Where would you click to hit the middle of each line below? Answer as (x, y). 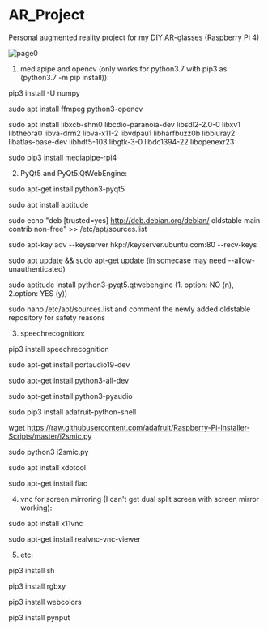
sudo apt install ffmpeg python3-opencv (76, 109)
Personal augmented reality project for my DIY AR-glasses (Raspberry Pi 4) (134, 37)
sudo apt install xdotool (47, 467)
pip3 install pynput (39, 617)
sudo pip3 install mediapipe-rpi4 (63, 157)
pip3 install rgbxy (37, 586)
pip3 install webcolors (45, 602)
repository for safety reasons (57, 317)
